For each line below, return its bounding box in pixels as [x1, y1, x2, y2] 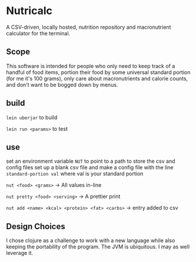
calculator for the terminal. [6, 29, 71, 36]
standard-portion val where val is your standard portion [6, 170, 144, 177]
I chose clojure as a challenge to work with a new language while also [6, 237, 175, 244]
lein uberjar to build [6, 113, 58, 121]
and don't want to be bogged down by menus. [6, 81, 118, 88]
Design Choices [6, 221, 66, 231]
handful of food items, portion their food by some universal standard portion [6, 69, 191, 76]
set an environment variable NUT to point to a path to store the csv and [6, 157, 175, 165]
